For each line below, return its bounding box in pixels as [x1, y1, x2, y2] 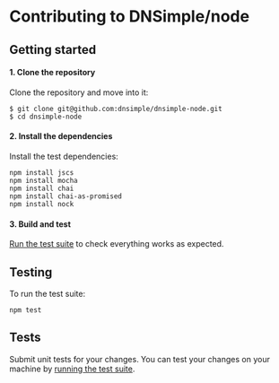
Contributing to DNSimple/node [9, 6, 249, 27]
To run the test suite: [9, 289, 86, 299]
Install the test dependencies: [9, 151, 118, 161]
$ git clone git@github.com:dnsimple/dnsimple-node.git [9, 104, 222, 113]
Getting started [9, 42, 97, 57]
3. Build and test [9, 218, 72, 230]
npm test [9, 306, 42, 315]
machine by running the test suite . [9, 363, 135, 374]
